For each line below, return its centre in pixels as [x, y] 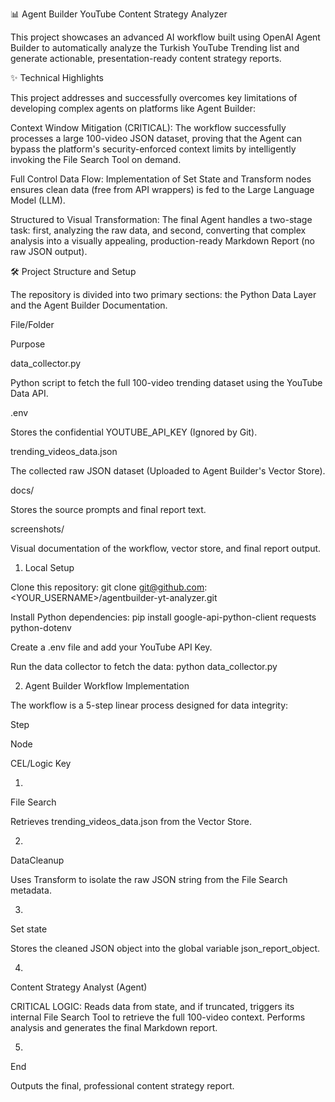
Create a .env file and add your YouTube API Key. [111, 647]
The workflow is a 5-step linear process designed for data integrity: [149, 705]
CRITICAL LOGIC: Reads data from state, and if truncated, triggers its [152, 1006]
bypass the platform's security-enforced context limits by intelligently [153, 149]
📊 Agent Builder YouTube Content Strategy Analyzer [119, 14]
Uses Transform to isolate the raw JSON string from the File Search [149, 879]
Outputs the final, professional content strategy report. [122, 1086]
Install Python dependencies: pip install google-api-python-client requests [163, 617]
